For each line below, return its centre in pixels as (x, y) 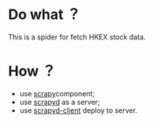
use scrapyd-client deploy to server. (78, 110)
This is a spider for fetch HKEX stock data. (77, 37)
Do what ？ (45, 15)
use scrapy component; (57, 93)
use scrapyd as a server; (60, 102)
